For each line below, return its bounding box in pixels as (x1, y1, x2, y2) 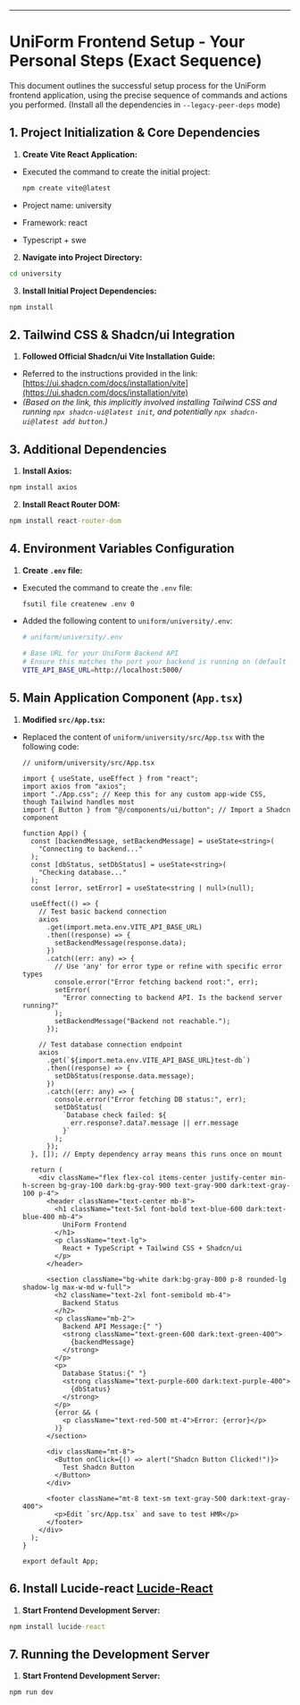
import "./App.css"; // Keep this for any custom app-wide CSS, (21, 789, 267, 799)
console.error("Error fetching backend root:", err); (54, 977, 259, 987)
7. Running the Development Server (9, 1647, 210, 1662)
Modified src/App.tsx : (21, 714, 105, 725)
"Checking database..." (38, 868, 127, 877)
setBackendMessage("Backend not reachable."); (54, 1016, 231, 1025)
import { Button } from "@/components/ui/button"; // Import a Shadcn (21, 805, 291, 814)
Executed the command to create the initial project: (21, 166, 211, 177)
